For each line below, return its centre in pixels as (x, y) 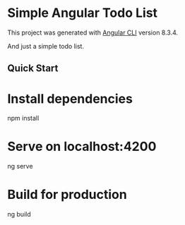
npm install (23, 118)
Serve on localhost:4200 (82, 147)
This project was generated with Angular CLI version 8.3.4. (93, 32)
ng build (19, 214)
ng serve (20, 166)
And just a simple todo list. (46, 46)
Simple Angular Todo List (82, 13)
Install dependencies (70, 98)
